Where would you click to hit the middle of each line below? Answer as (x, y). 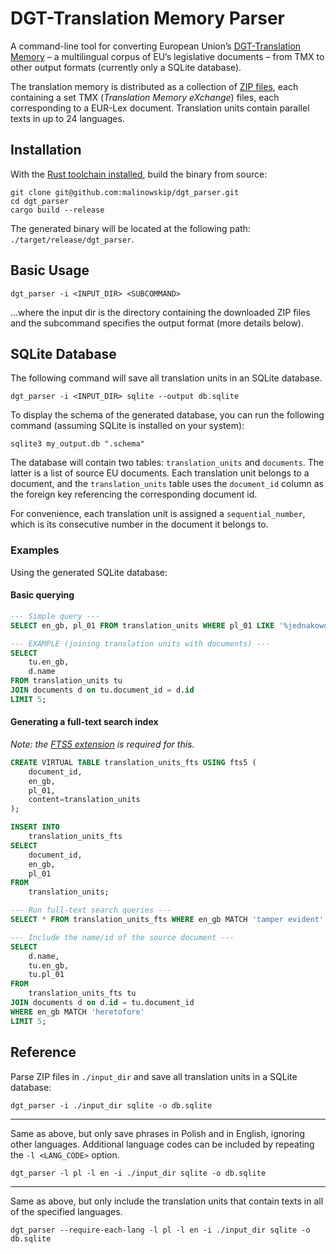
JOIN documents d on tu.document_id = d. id (102, 690)
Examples (35, 550)
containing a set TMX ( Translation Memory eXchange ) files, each (145, 97)
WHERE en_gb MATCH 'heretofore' (77, 1012)
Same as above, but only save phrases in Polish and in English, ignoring (158, 1133)
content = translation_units (84, 800)
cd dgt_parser (40, 201)
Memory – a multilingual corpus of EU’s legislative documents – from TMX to (167, 56)
